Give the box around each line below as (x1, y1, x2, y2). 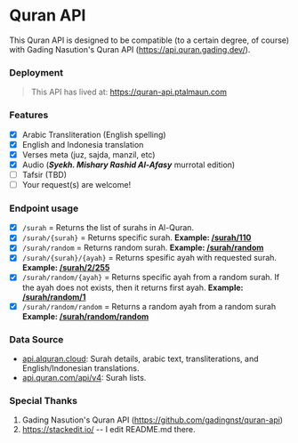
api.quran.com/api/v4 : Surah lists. (21, 372, 147, 383)
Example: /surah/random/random (21, 310, 149, 321)
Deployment (9, 66, 64, 78)
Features (9, 109, 49, 121)
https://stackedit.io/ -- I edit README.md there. (21, 424, 196, 435)
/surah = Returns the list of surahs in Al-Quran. (21, 222, 194, 233)
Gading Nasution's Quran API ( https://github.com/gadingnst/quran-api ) (21, 415, 283, 425)
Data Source (9, 333, 64, 345)
